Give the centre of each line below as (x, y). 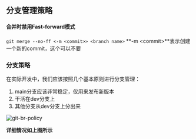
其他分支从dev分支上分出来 (48, 106)
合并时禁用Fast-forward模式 (41, 27)
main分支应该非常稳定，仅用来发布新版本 (64, 91)
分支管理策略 (29, 11)
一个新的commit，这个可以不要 (44, 48)
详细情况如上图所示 (29, 130)
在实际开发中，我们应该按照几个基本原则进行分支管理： (73, 79)
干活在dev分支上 (35, 98)
